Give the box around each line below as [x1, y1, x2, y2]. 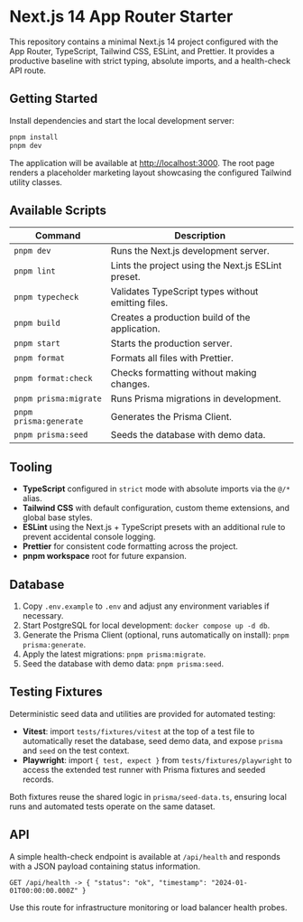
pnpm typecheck [14, 292, 79, 303]
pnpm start [14, 339, 60, 349]
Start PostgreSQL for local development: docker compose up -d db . [22, 619, 271, 630]
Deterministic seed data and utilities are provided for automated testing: [9, 708, 276, 719]
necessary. [22, 610, 64, 620]
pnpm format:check [14, 373, 93, 384]
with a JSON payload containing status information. [9, 861, 201, 871]
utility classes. [9, 176, 63, 187]
